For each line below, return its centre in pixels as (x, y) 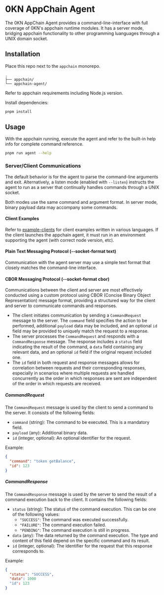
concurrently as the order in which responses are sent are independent (84, 378)
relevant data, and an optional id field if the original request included (82, 352)
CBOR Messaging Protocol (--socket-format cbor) (57, 279)
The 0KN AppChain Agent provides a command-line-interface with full (77, 23)
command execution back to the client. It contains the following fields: (76, 499)
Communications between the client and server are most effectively (74, 290)
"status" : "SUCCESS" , (32, 574)
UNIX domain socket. (27, 39)
